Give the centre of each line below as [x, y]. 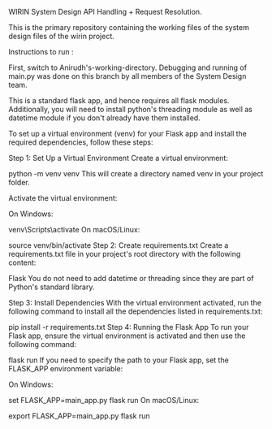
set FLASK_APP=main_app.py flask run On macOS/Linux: [104, 400]
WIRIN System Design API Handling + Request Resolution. [105, 12]
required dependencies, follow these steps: [81, 142]
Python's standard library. [52, 287]
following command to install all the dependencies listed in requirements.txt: [136, 311]
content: [22, 262]
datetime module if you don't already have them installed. [104, 118]
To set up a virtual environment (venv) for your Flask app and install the [128, 134]
